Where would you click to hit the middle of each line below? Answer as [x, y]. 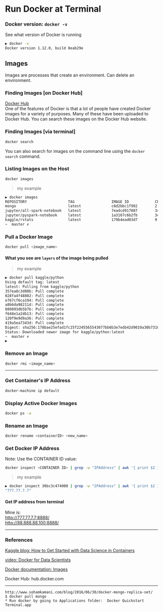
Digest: [13, 327]
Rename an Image [27, 426]
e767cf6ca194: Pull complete [34, 300]
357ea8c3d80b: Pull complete [34, 291]
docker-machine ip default [32, 390]
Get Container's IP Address [38, 381]
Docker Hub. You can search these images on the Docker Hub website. [76, 119]
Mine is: [13, 513]
